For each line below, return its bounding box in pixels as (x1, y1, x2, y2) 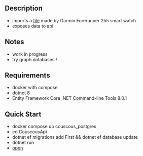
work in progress (12, 51, 48, 57)
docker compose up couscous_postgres (12, 124, 97, 130)
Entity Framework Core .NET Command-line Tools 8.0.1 (12, 95, 127, 101)
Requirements (5, 71, 50, 80)
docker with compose (12, 85, 58, 91)
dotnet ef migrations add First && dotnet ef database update (12, 134, 138, 140)
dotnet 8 (12, 90, 30, 96)
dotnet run (12, 139, 34, 146)
